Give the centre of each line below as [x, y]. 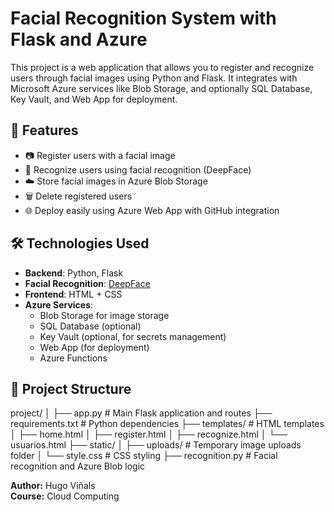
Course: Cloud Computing [65, 496]
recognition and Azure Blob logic [78, 466]
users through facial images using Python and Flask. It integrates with [154, 78]
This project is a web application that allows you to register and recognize [162, 67]
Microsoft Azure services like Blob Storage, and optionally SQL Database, [161, 88]
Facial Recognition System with [143, 18]
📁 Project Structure [71, 388]
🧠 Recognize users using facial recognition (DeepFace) [138, 169]
